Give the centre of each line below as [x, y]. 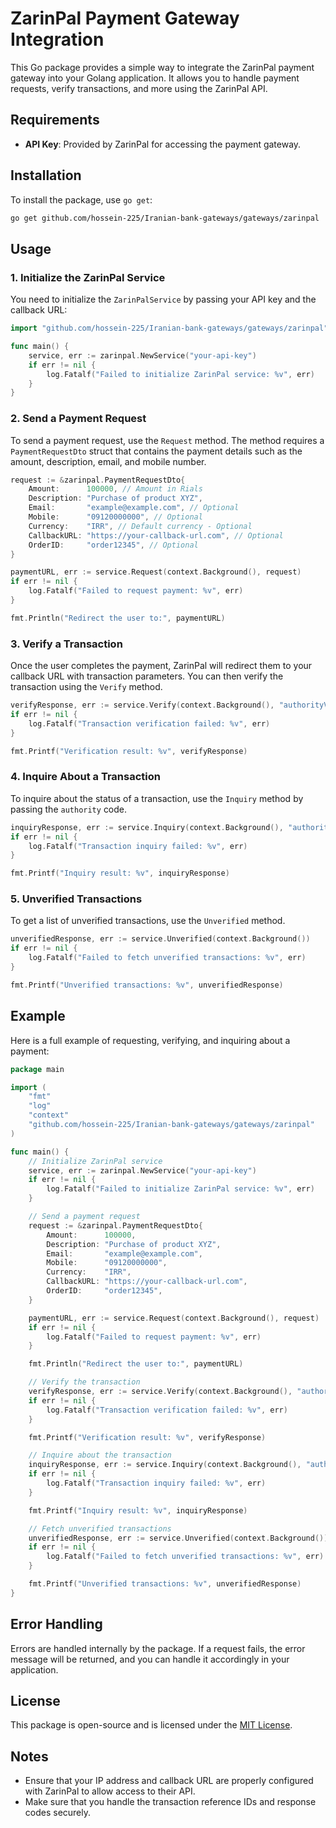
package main [37, 1069]
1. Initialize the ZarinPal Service [88, 277]
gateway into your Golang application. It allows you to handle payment [155, 78]
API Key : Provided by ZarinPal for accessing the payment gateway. [163, 144]
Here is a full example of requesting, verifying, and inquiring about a [150, 1040]
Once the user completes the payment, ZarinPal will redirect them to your [161, 666]
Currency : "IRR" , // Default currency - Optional [140, 526]
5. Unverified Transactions [76, 899]
